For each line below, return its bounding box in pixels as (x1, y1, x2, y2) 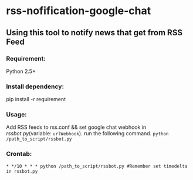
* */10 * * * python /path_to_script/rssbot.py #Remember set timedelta (6, 163, 188, 169)
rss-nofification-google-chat (6, 4, 151, 18)
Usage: (6, 111, 28, 119)
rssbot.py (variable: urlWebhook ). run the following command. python (6, 130, 169, 137)
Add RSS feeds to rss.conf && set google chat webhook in (6, 124, 147, 131)
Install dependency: (6, 82, 65, 91)
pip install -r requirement (6, 96, 66, 103)
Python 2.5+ (6, 68, 36, 75)
